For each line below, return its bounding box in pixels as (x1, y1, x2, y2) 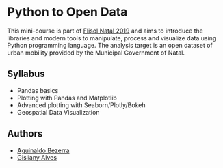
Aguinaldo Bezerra (16, 146, 70, 154)
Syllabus (7, 68, 46, 80)
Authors (7, 128, 43, 140)
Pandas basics (16, 86, 59, 94)
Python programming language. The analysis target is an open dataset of (7, 41, 213, 49)
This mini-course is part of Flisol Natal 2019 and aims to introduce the (7, 27, 204, 35)
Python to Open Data (7, 4, 128, 20)
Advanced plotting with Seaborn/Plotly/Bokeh (16, 100, 146, 109)
